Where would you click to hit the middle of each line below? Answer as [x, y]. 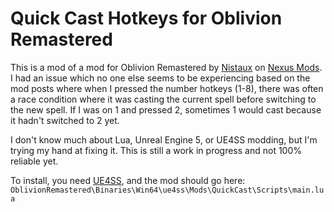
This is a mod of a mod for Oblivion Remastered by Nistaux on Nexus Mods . [166, 67]
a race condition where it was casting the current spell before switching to [163, 99]
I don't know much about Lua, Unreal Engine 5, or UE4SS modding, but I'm [164, 139]
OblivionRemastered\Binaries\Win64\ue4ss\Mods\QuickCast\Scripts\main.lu [167, 190]
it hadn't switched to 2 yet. [65, 120]
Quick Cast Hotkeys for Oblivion [146, 18]
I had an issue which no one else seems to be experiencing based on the [160, 78]
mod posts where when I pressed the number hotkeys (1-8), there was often [167, 88]
